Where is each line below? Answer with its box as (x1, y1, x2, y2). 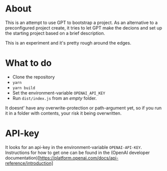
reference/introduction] (5, 160, 53, 166)
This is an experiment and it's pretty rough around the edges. (5, 39, 131, 45)
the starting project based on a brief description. (5, 30, 105, 36)
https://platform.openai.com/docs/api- (39, 154, 118, 160)
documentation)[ (5, 154, 40, 160)
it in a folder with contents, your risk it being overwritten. (5, 110, 121, 116)
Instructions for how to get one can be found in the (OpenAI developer (5, 149, 150, 155)
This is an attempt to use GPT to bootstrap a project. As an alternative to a (5, 19, 158, 25)
